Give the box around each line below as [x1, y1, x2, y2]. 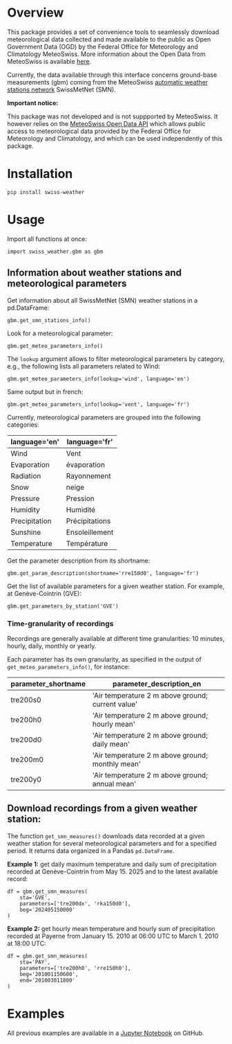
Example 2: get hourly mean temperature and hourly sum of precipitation [7, 924, 215, 932]
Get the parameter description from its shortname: [7, 556, 151, 565]
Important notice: [7, 98, 59, 107]
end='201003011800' [19, 977, 76, 984]
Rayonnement [66, 471, 112, 481]
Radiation [10, 471, 41, 481]
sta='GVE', [19, 894, 51, 901]
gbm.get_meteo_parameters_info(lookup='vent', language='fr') [7, 400, 190, 408]
